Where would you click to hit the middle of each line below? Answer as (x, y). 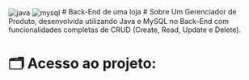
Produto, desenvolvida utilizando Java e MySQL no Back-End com (118, 21)
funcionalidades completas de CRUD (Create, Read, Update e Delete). (124, 30)
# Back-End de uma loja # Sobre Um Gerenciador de (149, 12)
